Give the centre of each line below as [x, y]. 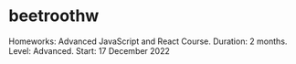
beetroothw [54, 16]
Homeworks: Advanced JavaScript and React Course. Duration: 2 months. [148, 41]
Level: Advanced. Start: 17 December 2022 [90, 50]
